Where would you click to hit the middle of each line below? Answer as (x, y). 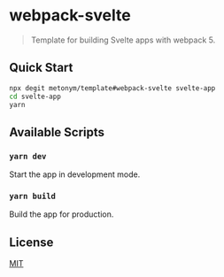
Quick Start (41, 68)
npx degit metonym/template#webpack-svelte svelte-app (112, 88)
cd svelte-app (35, 96)
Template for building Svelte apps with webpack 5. (123, 40)
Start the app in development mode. (75, 174)
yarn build (32, 196)
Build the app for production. (62, 214)
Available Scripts (57, 132)
